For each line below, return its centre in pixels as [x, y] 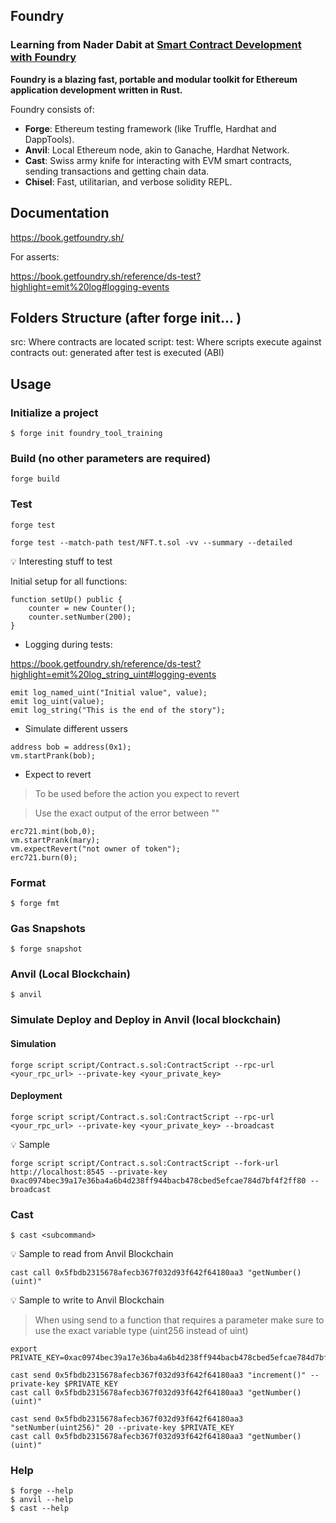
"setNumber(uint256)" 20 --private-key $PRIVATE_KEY [122, 1428]
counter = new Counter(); [82, 608]
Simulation [33, 1043]
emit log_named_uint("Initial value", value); [109, 692]
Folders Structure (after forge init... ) [126, 317]
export [24, 1349]
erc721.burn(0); [44, 857]
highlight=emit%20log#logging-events [90, 286]
